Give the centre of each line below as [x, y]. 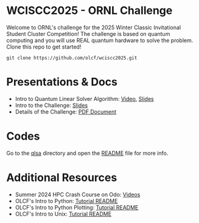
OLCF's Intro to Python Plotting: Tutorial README [77, 207]
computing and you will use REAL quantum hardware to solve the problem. [100, 40]
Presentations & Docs [62, 82]
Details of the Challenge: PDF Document [66, 111]
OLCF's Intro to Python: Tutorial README [66, 201]
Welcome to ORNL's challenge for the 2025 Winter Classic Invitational [94, 27]
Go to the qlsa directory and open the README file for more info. [87, 153]
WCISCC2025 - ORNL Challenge [89, 11]
